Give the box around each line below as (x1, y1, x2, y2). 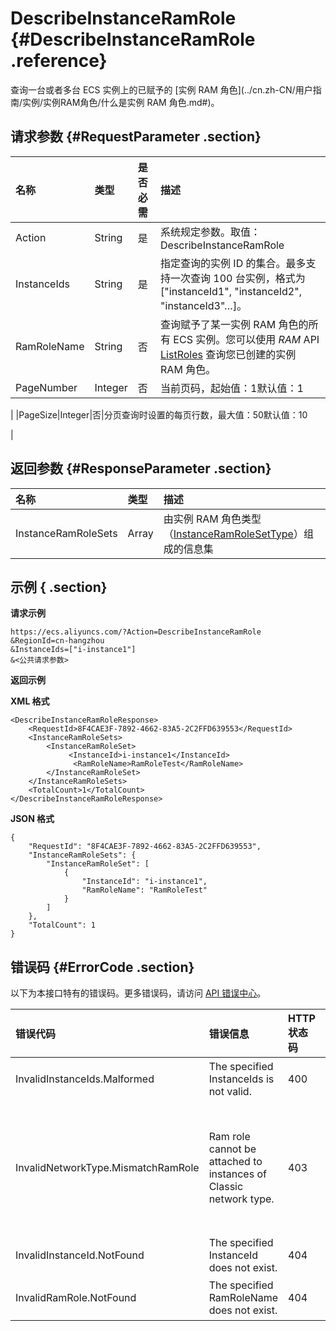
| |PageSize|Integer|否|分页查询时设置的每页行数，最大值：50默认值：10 (10, 408, 308, 421)
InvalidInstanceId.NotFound (15, 1248, 145, 1262)
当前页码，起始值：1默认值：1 (160, 381, 304, 395)
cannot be (208, 1142, 257, 1156)
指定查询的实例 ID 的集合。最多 (160, 256, 307, 270)
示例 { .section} (10, 578, 108, 596)
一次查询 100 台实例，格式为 (170, 271, 306, 285)
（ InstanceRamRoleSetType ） (163, 527, 304, 541)
